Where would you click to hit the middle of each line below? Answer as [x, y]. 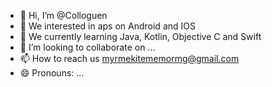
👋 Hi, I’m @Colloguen [63, 15]
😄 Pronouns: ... [52, 73]
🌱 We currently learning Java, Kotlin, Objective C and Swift [140, 36]
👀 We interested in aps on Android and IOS [107, 26]
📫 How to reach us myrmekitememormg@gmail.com [129, 58]
